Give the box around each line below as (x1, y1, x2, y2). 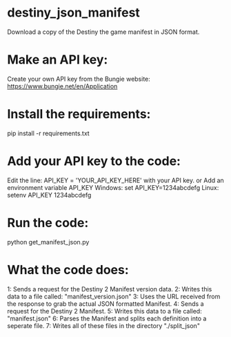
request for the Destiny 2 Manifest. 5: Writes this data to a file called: (7, 307, 202, 315)
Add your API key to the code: (7, 153, 181, 168)
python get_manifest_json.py (7, 238, 90, 246)
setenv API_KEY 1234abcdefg (7, 191, 92, 199)
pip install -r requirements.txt (7, 129, 90, 137)
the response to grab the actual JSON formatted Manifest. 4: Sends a (7, 299, 205, 308)
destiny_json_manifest (7, 5, 140, 21)
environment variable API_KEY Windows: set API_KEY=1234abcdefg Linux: (7, 183, 219, 191)
